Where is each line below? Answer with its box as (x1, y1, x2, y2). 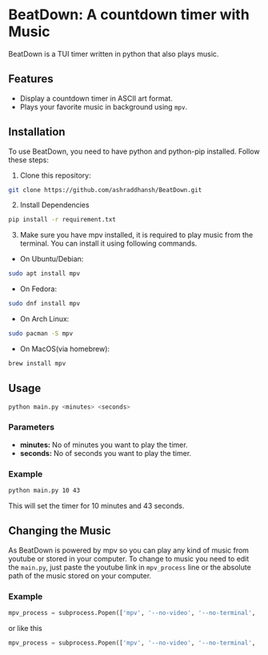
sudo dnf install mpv (8, 300, 81, 308)
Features (8, 72, 54, 86)
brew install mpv (8, 359, 66, 367)
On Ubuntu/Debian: (19, 254, 84, 264)
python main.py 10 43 (8, 486, 81, 495)
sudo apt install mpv (8, 270, 81, 278)
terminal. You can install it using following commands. (19, 238, 198, 249)
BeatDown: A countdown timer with (8, 6, 250, 24)
